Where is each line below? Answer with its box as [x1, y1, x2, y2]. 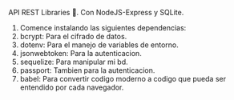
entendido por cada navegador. [19, 82, 124, 92]
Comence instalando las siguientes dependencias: [19, 23, 187, 32]
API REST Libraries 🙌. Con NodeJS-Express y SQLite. [8, 8, 184, 17]
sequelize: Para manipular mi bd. [19, 57, 128, 66]
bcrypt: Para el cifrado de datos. [19, 32, 127, 41]
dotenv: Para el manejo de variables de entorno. [19, 40, 179, 50]
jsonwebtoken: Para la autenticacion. [19, 49, 142, 58]
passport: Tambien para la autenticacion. [19, 66, 155, 75]
